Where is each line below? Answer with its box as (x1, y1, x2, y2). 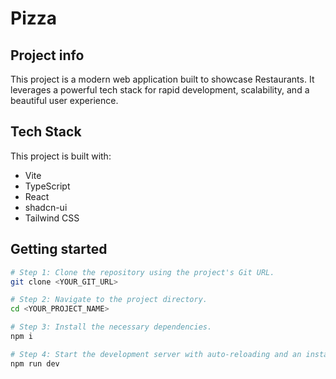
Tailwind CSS (24, 212, 80, 224)
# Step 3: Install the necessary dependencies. (10, 322, 213, 332)
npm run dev (10, 358, 60, 369)
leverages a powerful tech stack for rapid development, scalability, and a (10, 84, 310, 96)
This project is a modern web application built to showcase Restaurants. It (10, 73, 315, 85)
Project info (10, 47, 85, 64)
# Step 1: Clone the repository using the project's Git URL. (10, 267, 275, 277)
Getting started (10, 241, 108, 258)
